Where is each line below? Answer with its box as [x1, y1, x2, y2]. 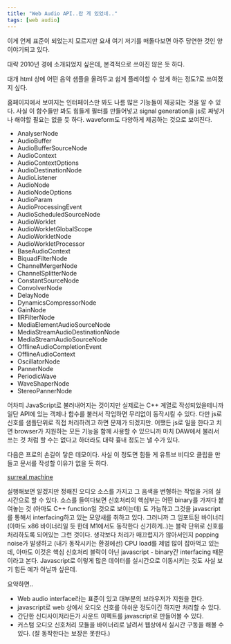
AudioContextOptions [17, 159, 80, 167]
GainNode [17, 305, 46, 314]
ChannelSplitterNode [17, 269, 77, 277]
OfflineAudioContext [17, 350, 76, 358]
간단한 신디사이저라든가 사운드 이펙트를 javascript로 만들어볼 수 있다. [17, 611, 204, 620]
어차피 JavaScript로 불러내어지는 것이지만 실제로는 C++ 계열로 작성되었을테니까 [7, 401, 224, 409]
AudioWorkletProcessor [17, 240, 85, 248]
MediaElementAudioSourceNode [17, 320, 111, 329]
